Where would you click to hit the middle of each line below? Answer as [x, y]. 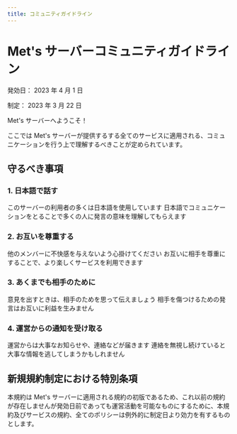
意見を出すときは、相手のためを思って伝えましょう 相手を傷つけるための [114, 299]
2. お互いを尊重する [41, 237]
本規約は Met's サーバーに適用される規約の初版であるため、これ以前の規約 [116, 397]
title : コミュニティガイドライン [50, 14]
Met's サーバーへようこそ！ [47, 120]
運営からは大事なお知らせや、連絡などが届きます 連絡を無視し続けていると [117, 345]
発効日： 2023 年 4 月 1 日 [45, 90]
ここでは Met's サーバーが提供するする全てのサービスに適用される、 [107, 135]
